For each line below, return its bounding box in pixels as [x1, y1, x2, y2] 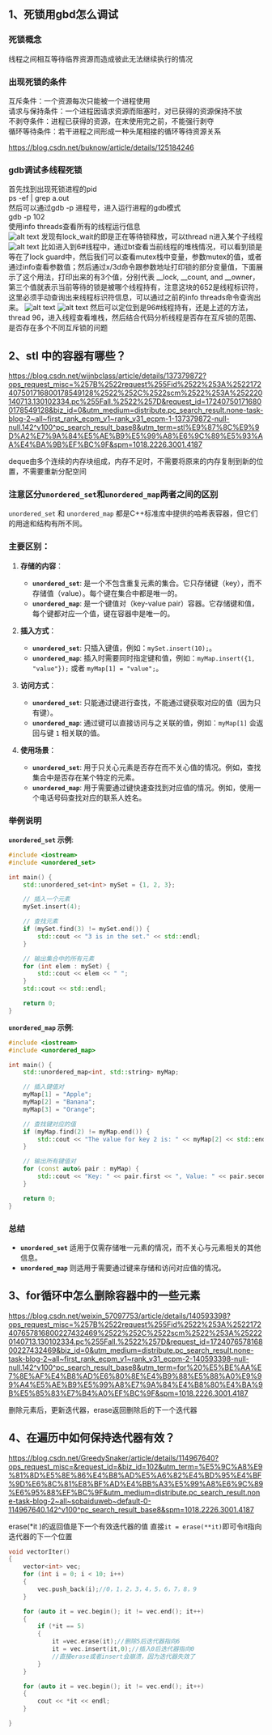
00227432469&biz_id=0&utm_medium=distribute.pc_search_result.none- [8, 1345, 254, 1354]
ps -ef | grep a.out [8, 193, 70, 203]
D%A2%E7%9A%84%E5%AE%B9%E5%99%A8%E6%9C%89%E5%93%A [8, 432, 263, 441]
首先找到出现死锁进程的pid [8, 185, 97, 194]
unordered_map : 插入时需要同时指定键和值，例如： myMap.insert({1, [32, 653, 256, 662]
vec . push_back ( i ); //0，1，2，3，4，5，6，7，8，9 [37, 1585, 197, 1593]
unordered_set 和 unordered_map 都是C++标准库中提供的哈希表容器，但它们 [8, 508, 258, 518]
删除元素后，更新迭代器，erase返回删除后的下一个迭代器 [8, 1405, 198, 1414]
